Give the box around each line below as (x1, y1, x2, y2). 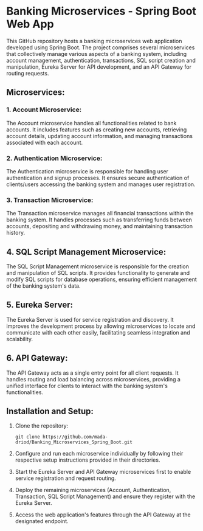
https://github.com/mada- (42, 434, 108, 440)
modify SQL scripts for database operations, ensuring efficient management (6, 276, 197, 283)
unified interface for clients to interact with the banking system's (6, 382, 168, 389)
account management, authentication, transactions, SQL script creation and (6, 57, 196, 64)
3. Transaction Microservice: (6, 196, 94, 204)
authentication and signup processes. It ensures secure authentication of (6, 174, 190, 181)
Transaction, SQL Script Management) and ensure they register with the (15, 493, 196, 500)
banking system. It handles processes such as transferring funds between (6, 216, 193, 223)
